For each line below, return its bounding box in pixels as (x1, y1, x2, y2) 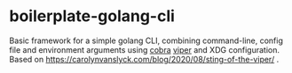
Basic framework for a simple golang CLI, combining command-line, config (9, 35, 284, 46)
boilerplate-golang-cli (9, 6, 176, 26)
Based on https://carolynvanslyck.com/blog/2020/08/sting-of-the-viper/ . (9, 54, 280, 64)
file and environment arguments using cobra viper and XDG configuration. (9, 44, 280, 55)
